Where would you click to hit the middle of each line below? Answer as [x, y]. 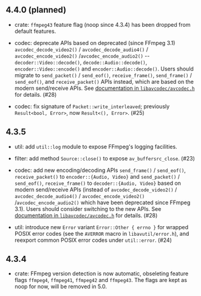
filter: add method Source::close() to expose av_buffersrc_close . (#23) [105, 158]
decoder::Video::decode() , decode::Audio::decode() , [81, 62]
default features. [35, 31]
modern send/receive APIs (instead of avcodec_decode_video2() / [96, 189]
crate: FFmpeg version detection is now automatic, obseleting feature [101, 274]
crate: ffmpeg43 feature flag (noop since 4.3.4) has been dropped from [102, 24]
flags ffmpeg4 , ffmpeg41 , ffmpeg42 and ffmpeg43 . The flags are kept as [101, 280]
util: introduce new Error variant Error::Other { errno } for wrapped [101, 227]
